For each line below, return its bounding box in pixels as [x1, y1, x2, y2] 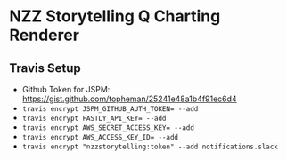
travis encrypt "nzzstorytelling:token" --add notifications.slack [21, 142, 278, 151]
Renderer [9, 25, 80, 45]
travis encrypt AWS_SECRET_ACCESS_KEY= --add [21, 124, 194, 132]
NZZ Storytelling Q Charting [9, 6, 221, 27]
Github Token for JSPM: [21, 84, 111, 94]
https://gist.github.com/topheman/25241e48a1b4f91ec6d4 [21, 93, 238, 104]
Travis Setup [9, 60, 82, 76]
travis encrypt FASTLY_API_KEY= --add [21, 114, 167, 123]
